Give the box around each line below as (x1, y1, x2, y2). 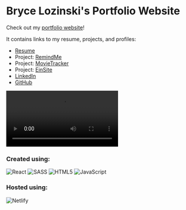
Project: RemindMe (14, 53, 62, 60)
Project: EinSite (14, 66, 52, 73)
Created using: (6, 155, 51, 163)
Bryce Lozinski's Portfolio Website (6, 4, 181, 18)
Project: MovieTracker (14, 60, 69, 67)
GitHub (14, 79, 33, 86)
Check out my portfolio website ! (6, 24, 85, 31)
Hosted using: (6, 183, 48, 192)
